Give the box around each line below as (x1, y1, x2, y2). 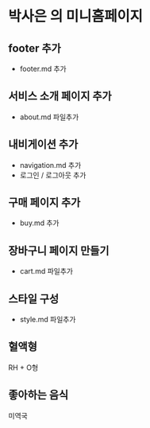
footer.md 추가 (19, 64, 67, 73)
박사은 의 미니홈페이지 (8, 7, 143, 25)
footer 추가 (8, 41, 61, 55)
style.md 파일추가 (19, 315, 76, 325)
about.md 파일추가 (19, 112, 79, 122)
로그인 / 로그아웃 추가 (19, 170, 87, 180)
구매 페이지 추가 (8, 196, 81, 209)
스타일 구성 (8, 292, 60, 305)
